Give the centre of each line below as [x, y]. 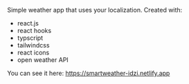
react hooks [34, 31]
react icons [33, 52]
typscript [30, 38]
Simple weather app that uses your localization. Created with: [95, 10]
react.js [28, 23]
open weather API [43, 60]
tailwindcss [33, 45]
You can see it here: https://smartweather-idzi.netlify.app [89, 73]
